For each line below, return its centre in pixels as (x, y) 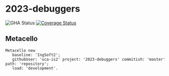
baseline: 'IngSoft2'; (36, 55)
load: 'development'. (35, 68)
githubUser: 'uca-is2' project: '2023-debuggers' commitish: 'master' (89, 59)
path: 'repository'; (27, 64)
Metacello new (20, 50)
